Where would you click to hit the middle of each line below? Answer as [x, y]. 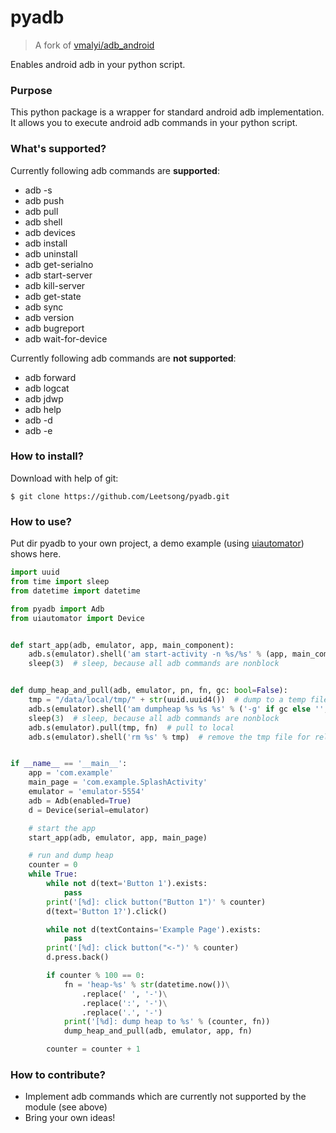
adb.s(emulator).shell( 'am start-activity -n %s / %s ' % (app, [158, 654]
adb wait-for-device [66, 338]
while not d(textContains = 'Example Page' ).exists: [154, 929]
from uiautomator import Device [77, 618]
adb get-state [53, 296]
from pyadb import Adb [57, 609]
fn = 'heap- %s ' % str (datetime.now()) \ [146, 984]
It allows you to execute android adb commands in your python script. [154, 123]
